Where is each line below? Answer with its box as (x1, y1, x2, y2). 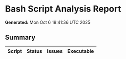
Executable (67, 47, 94, 54)
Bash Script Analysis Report (5, 3, 121, 15)
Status (26, 47, 42, 54)
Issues (47, 47, 63, 54)
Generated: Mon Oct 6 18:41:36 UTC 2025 (5, 19, 90, 25)
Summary (5, 33, 36, 42)
